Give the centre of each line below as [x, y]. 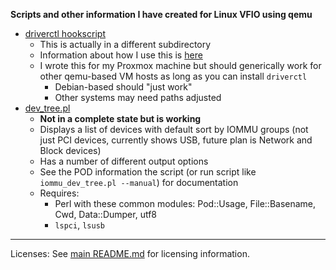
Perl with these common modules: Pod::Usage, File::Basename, [185, 203]
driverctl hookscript [65, 33]
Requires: [59, 193]
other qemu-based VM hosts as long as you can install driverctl [173, 76]
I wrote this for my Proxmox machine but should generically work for [180, 65]
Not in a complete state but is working [120, 118]
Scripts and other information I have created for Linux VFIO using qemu [161, 14]
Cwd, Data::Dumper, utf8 [106, 214]
